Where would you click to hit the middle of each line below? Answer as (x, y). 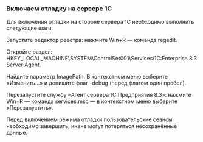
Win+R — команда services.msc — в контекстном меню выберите (92, 101)
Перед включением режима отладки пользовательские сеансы (89, 119)
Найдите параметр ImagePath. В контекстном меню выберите (87, 77)
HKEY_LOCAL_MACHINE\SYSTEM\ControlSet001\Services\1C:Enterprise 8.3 (102, 59)
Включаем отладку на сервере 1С (59, 9)
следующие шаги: (30, 28)
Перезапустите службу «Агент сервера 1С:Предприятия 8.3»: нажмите (99, 95)
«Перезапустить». (30, 108)
